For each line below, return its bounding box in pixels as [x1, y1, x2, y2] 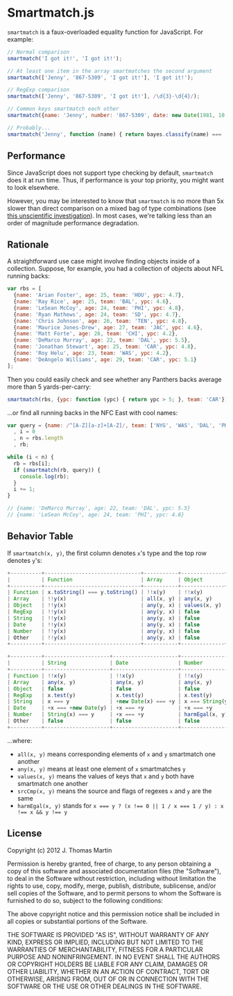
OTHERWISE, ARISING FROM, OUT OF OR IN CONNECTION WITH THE [7, 975, 209, 983]
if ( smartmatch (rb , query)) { [13, 466, 101, 473]
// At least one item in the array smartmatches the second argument [7, 67, 213, 74]
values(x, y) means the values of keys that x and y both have [17, 771, 194, 780]
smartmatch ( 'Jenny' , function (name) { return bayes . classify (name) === [7, 130, 222, 138]
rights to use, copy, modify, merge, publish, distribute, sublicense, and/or [7, 882, 216, 890]
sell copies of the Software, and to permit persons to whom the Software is [7, 889, 222, 897]
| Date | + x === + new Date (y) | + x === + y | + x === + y [7, 705, 213, 712]
